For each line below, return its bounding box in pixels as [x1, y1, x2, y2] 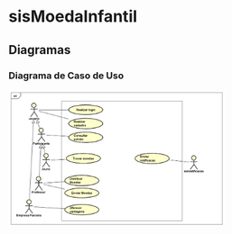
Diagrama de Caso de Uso [8, 69, 125, 82]
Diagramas [8, 42, 71, 58]
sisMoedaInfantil [8, 6, 137, 27]
